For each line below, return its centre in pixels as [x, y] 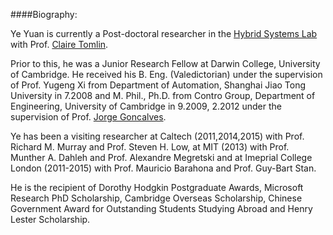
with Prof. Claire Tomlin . [59, 44]
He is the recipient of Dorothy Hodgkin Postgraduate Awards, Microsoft [157, 187]
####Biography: [44, 14]
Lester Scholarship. [50, 219]
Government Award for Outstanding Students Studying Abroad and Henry [161, 208]
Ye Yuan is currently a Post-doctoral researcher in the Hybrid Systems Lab [164, 33]
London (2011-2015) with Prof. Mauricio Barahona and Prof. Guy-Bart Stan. [163, 168]
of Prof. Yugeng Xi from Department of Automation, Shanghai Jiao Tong [158, 85]
